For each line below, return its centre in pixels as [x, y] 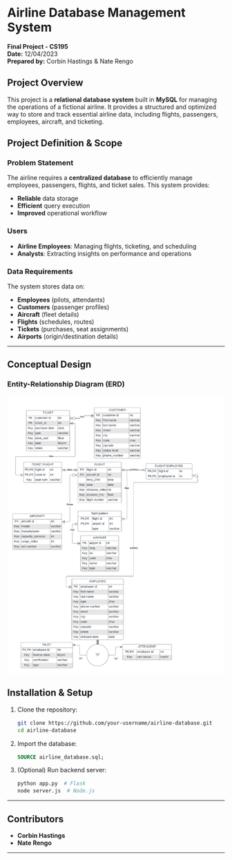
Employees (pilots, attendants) [61, 300]
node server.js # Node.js [56, 791]
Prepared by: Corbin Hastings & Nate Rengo [70, 61]
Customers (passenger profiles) [63, 307]
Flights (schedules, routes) [56, 322]
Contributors [36, 819]
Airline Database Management [96, 13]
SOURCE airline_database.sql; [61, 757]
